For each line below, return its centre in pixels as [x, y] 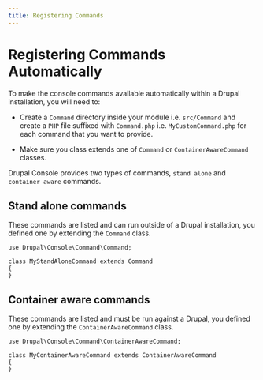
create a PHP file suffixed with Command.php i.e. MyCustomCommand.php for [133, 125]
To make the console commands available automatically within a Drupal [124, 93]
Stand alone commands [68, 206]
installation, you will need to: [54, 102]
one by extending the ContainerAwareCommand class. [91, 327]
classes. [33, 157]
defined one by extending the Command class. [80, 233]
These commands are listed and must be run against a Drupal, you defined [129, 319]
